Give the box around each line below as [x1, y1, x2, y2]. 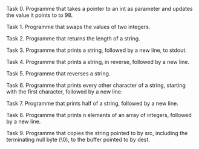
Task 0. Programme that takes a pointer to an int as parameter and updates [6, 5, 193, 12]
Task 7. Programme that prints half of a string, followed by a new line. [6, 100, 178, 107]
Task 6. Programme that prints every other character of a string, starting [6, 81, 186, 89]
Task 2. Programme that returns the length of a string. [6, 35, 140, 42]
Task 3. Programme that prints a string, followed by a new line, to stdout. [6, 46, 188, 54]
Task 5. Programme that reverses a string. [6, 70, 111, 77]
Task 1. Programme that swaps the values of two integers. [6, 24, 151, 30]
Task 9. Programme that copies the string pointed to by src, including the [6, 130, 188, 136]
